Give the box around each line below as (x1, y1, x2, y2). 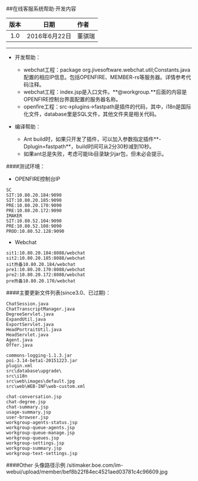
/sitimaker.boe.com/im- (67, 462, 124, 469)
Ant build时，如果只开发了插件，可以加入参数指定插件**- (23, 136, 161, 143)
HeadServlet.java (6, 332, 49, 338)
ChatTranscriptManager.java (6, 306, 75, 312)
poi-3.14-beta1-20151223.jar (6, 358, 78, 364)
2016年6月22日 (27, 32, 72, 40)
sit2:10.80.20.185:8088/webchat (6, 255, 85, 261)
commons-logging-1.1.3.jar (6, 352, 72, 358)
